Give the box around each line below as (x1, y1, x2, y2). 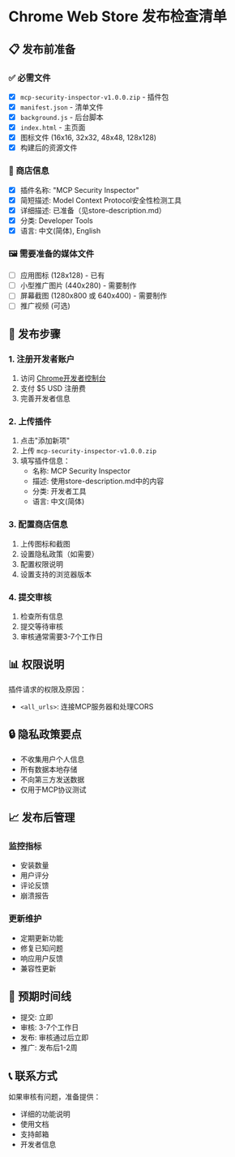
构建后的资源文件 (19, 143, 78, 152)
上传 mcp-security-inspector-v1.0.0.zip (19, 446, 156, 456)
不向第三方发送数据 (19, 774, 85, 784)
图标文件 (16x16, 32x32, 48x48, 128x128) (19, 133, 156, 143)
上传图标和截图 (19, 538, 70, 548)
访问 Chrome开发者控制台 (19, 374, 107, 384)
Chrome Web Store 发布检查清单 (8, 7, 228, 26)
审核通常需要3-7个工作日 (19, 632, 104, 641)
